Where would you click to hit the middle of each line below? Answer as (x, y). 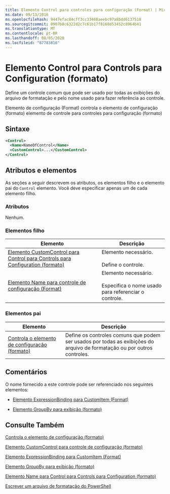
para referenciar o (123, 292)
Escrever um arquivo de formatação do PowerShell (58, 486)
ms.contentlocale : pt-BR (31, 33)
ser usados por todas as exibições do (110, 341)
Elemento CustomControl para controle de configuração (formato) (74, 447)
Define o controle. (123, 265)
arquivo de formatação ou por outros (109, 348)
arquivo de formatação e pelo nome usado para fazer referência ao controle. (85, 98)
